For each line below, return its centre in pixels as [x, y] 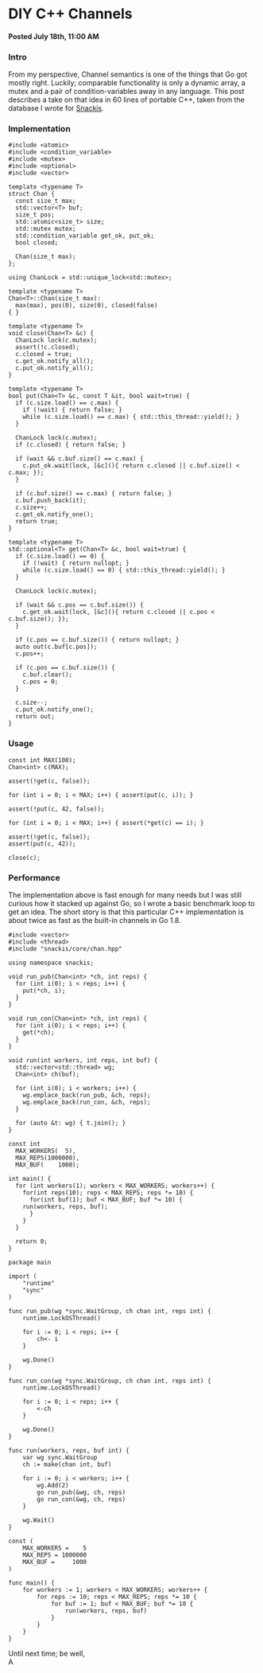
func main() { [32, 1583]
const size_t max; [46, 201]
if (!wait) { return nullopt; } [76, 563]
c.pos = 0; [41, 682]
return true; [37, 522]
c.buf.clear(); [48, 675]
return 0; [31, 1241]
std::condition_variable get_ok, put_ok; [85, 236]
